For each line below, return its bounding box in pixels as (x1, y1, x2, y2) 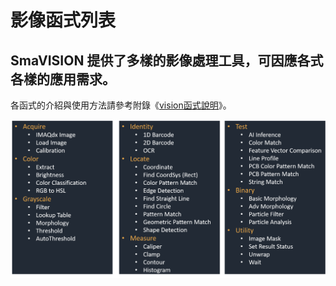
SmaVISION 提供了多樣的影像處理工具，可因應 (10, 52, 298, 69)
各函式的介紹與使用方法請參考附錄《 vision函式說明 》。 (10, 99, 232, 111)
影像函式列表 (10, 9, 117, 32)
